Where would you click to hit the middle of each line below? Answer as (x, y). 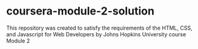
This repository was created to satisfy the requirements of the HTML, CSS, (99, 28)
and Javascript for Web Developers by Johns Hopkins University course (96, 34)
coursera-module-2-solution (80, 11)
